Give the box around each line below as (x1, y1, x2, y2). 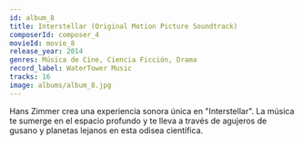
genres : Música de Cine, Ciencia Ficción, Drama (9, 55, 197, 64)
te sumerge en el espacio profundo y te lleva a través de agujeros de (9, 115, 268, 126)
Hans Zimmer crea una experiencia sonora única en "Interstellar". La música (9, 105, 295, 116)
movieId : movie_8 (9, 38, 76, 48)
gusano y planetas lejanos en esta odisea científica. (9, 124, 204, 136)
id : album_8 (9, 13, 55, 23)
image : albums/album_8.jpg (9, 81, 112, 90)
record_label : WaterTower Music (9, 64, 132, 73)
